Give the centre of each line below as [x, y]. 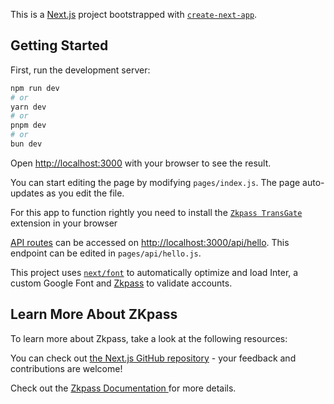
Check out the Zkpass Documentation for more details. [123, 388]
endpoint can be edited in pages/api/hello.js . [106, 253]
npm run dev [35, 88]
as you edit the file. [85, 193]
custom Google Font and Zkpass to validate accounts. [121, 283]
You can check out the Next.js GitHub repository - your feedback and [153, 358]
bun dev [26, 144]
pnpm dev [28, 125]
